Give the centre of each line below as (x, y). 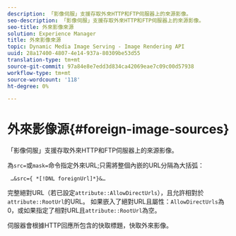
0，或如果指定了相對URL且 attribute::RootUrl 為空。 (84, 211)
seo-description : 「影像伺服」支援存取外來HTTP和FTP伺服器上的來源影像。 (106, 20)
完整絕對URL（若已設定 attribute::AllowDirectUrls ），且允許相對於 (106, 193)
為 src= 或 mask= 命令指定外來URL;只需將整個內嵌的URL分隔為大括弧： (106, 165)
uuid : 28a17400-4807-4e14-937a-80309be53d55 (74, 54)
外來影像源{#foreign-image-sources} (118, 130)
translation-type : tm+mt (44, 60)
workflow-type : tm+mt (39, 73)
